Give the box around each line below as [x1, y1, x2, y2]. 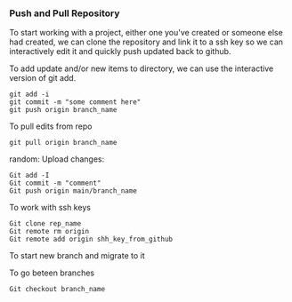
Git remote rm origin [9, 227, 90, 236]
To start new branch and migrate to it [9, 250, 145, 261]
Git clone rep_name [9, 219, 82, 228]
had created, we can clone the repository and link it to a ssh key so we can [9, 36, 283, 47]
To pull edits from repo [9, 121, 93, 131]
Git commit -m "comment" [9, 179, 101, 188]
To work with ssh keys [9, 203, 92, 213]
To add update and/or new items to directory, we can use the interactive [9, 63, 274, 74]
